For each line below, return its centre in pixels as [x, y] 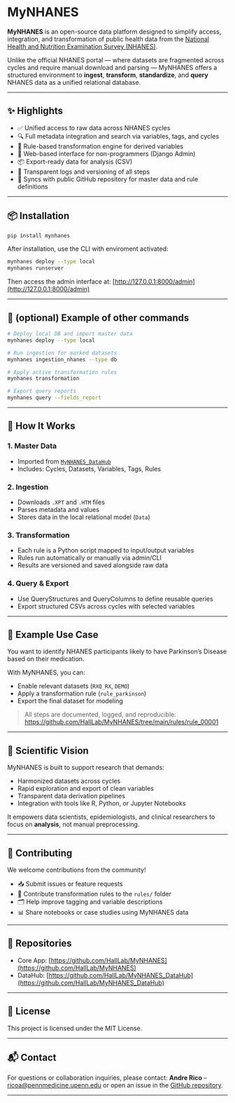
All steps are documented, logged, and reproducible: [100, 714]
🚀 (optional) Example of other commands [98, 318]
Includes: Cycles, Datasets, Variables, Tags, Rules [89, 469]
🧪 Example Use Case [53, 634]
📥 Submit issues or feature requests [70, 884]
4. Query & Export [38, 583]
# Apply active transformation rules [62, 372]
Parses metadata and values [58, 509]
